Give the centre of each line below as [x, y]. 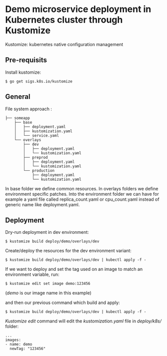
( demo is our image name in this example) [48, 293]
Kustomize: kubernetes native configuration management [64, 44]
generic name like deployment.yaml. [42, 204]
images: [13, 340]
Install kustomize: [23, 72]
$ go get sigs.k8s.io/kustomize [39, 81]
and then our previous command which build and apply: [62, 303]
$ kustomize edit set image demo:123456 [48, 284]
